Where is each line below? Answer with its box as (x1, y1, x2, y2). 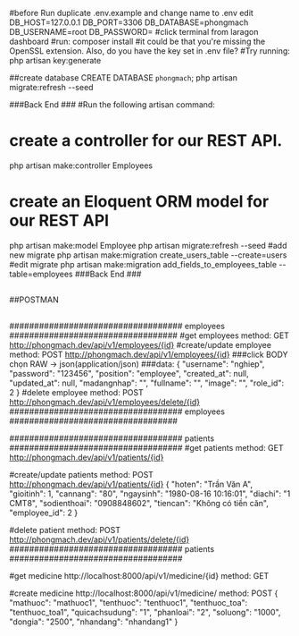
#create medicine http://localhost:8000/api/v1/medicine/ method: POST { (9, 588, 278, 598)
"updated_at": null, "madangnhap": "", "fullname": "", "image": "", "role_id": (9, 377, 284, 388)
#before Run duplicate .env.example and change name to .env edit (9, 8, 254, 18)
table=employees (9, 268, 73, 279)
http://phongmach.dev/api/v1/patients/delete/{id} (9, 534, 190, 545)
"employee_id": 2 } (9, 507, 79, 518)
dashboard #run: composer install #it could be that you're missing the (9, 36, 266, 47)
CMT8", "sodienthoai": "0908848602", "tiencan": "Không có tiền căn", (9, 497, 270, 508)
